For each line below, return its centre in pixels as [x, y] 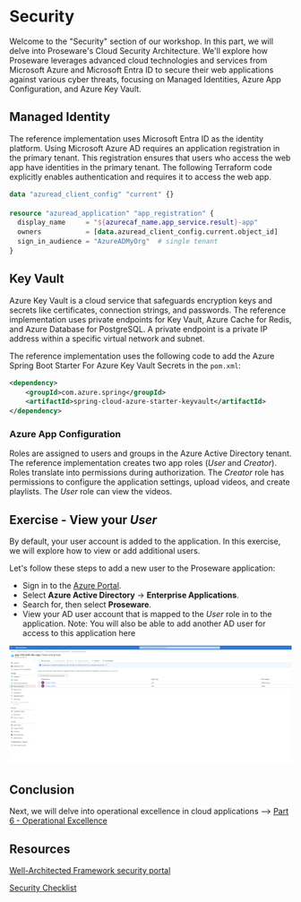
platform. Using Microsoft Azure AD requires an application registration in [145, 148]
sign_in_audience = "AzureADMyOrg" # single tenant [118, 242]
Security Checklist [43, 888]
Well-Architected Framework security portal [90, 871]
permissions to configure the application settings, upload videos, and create [150, 482]
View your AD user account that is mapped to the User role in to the [147, 614]
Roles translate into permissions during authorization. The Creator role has [147, 473]
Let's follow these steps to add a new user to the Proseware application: [142, 568]
